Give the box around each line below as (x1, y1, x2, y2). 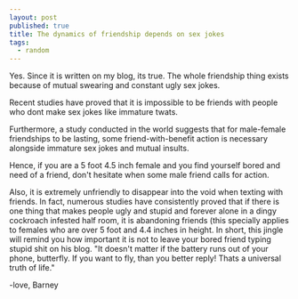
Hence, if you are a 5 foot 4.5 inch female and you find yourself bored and (9, 160, 281, 171)
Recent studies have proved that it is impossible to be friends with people (9, 97, 278, 108)
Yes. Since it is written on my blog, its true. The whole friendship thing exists (9, 70, 289, 81)
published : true (9, 21, 69, 30)
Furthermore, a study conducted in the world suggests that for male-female (9, 124, 286, 134)
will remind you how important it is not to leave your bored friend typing (9, 234, 271, 245)
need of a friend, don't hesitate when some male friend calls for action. (9, 170, 270, 181)
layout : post (9, 12, 58, 22)
